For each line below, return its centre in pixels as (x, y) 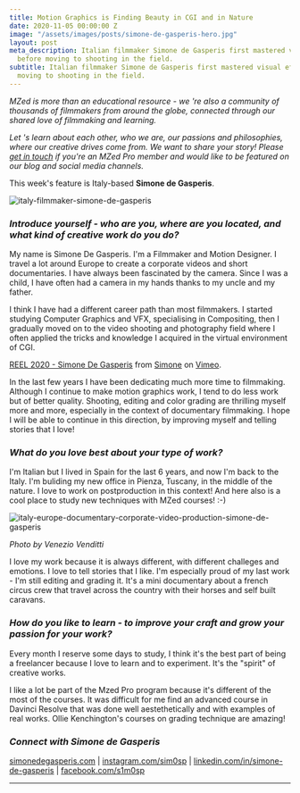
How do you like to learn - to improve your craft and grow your (147, 623)
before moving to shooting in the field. (96, 59)
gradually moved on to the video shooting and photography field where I (142, 329)
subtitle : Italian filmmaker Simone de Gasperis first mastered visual (145, 68)
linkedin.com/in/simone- (238, 761)
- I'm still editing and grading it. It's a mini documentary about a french (139, 580)
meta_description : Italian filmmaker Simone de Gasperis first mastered (147, 51)
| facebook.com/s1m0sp (100, 770)
